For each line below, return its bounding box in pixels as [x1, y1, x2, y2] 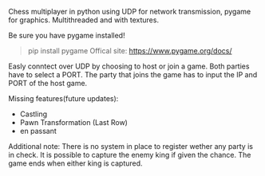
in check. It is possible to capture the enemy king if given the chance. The [8, 151, 251, 159]
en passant [19, 127, 57, 135]
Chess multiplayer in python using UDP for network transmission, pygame [8, 7, 251, 16]
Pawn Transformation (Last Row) [19, 118, 128, 127]
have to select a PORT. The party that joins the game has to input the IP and [8, 70, 258, 79]
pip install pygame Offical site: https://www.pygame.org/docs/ [27, 46, 233, 55]
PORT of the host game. [8, 79, 88, 88]
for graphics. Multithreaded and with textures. [8, 15, 160, 25]
